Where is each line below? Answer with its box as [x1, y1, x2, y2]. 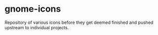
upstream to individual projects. [4, 24, 69, 30]
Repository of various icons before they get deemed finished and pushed [4, 19, 154, 25]
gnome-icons [4, 3, 61, 15]
